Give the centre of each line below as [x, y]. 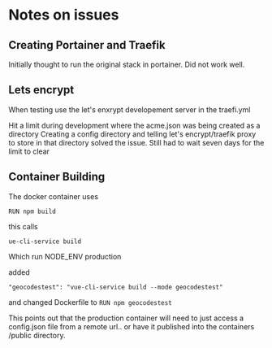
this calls [23, 226]
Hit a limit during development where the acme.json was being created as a [134, 125]
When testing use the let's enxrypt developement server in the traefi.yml [130, 109]
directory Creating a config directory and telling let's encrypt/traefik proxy [132, 134]
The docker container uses [54, 196]
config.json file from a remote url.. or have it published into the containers [132, 326]
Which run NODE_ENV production [65, 256]
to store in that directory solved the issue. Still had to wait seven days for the [136, 142]
